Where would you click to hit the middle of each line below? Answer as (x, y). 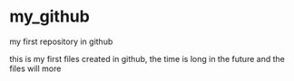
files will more (35, 68)
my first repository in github (61, 41)
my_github (50, 17)
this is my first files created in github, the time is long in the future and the (147, 58)
